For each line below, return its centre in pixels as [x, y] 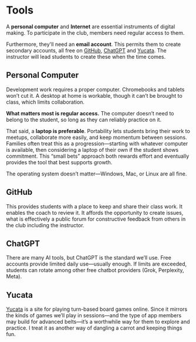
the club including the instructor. [45, 225]
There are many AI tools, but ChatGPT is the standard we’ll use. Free [89, 258]
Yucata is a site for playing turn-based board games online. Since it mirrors [97, 309]
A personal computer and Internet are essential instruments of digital [91, 26]
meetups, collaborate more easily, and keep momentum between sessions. [97, 137]
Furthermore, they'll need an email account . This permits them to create [93, 44]
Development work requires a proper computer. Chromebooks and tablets [95, 89]
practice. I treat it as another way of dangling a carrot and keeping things [94, 328]
